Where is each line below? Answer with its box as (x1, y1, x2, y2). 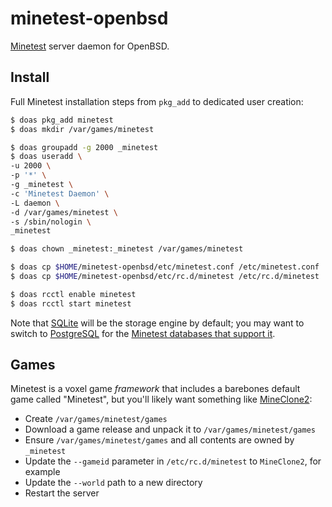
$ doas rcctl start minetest (10, 298, 132, 309)
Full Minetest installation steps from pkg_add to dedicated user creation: (10, 95, 304, 107)
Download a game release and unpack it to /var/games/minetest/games (24, 423, 316, 436)
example (24, 466, 61, 478)
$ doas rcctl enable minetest (10, 289, 137, 299)
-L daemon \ (10, 198, 60, 208)
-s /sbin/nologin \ (10, 217, 92, 227)
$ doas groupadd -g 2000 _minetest (10, 142, 159, 152)
